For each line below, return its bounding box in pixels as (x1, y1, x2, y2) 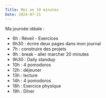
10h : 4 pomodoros (12, 62, 51, 68)
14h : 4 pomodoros (12, 78, 51, 84)
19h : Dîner (12, 88, 35, 94)
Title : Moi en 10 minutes (5, 7, 59, 12)
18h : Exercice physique (12, 83, 61, 89)
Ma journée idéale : (5, 25, 45, 31)
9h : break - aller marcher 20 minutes (12, 51, 89, 57)
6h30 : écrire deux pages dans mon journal (12, 40, 101, 46)
